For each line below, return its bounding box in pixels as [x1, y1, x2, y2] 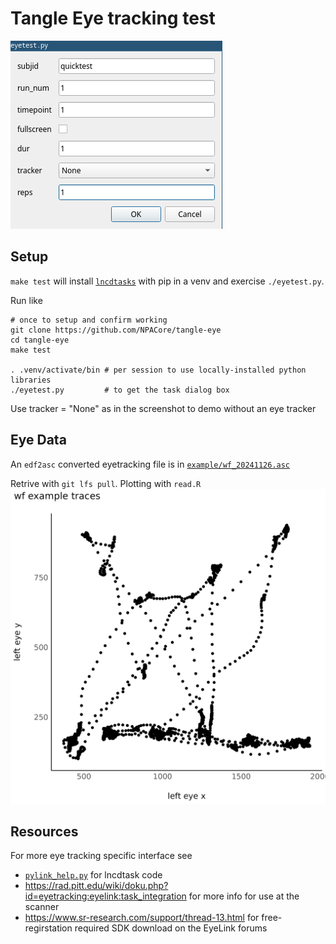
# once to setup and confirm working [10, 315, 168, 325]
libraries [10, 375, 52, 385]
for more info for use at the [188, 890, 300, 902]
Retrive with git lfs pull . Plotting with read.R [10, 477, 202, 489]
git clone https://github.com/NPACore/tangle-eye [10, 325, 222, 335]
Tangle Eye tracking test [10, 7, 216, 30]
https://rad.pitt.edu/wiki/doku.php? [24, 880, 169, 892]
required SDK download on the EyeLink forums [74, 922, 268, 934]
